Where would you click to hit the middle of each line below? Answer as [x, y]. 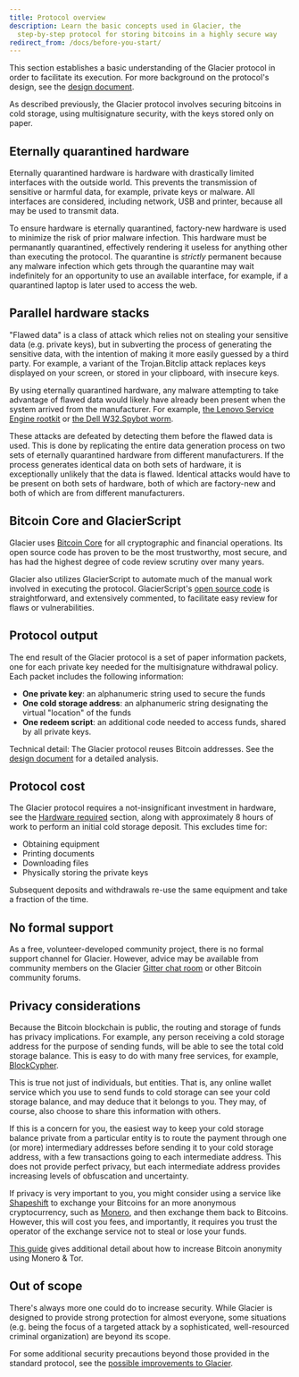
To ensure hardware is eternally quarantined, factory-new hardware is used [148, 228]
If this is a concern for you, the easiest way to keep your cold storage [137, 1128]
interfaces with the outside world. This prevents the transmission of [133, 182]
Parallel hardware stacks [79, 313]
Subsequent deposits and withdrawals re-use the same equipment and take [149, 890]
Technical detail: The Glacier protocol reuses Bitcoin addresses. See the [141, 748]
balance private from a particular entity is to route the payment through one [148, 1137]
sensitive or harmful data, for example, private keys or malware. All [132, 192]
